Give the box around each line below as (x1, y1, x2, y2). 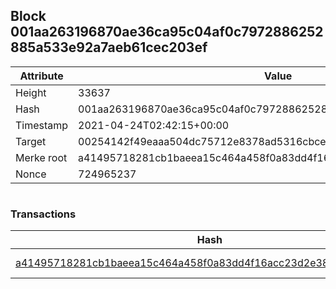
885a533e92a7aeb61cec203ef (10, 39, 208, 56)
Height (15, 85, 47, 99)
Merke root (15, 150, 68, 164)
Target (15, 134, 47, 148)
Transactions (10, 207, 77, 221)
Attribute (19, 69, 64, 83)
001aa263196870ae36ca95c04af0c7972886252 (10, 24, 324, 41)
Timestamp (15, 118, 69, 132)
